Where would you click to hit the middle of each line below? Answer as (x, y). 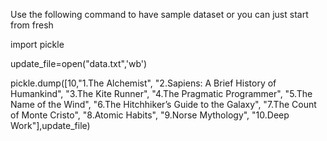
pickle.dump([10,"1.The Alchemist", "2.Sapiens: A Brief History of (143, 83)
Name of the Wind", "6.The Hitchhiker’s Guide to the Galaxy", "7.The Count (163, 104)
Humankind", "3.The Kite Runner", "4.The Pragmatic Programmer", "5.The (161, 93)
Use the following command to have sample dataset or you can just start (159, 14)
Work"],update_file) (50, 125)
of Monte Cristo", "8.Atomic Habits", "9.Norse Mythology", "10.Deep (150, 115)
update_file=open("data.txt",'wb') (79, 63)
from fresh (32, 25)
